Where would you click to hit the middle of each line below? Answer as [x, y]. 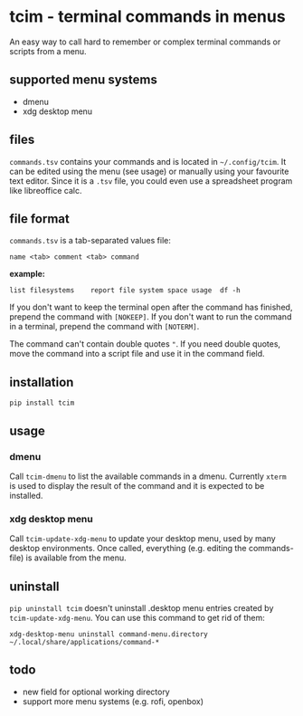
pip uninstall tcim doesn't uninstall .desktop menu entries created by [142, 607]
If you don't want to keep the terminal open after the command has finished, [151, 307]
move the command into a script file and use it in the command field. [137, 354]
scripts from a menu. [48, 51]
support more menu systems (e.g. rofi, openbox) [113, 701]
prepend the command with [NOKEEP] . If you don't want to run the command [151, 317]
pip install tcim [42, 403]
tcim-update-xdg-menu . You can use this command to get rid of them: [137, 617]
